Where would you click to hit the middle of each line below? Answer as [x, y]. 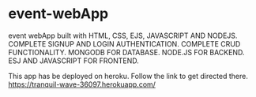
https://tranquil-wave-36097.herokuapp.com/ [82, 84]
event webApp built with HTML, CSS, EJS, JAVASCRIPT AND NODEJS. [123, 35]
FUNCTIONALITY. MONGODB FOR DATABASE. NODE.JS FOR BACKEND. [126, 52]
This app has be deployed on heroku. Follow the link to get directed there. [128, 76]
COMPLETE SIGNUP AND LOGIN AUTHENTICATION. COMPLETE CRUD [124, 43]
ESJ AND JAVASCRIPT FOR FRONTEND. [74, 61]
